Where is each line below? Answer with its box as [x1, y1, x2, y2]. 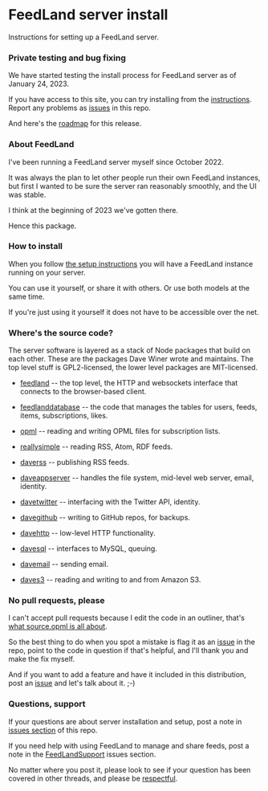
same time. [8, 292, 46, 301]
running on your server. [8, 267, 86, 277]
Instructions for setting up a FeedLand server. [8, 32, 159, 42]
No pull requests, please [8, 595, 105, 606]
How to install [8, 241, 63, 252]
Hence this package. [8, 221, 77, 230]
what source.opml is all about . [8, 622, 108, 631]
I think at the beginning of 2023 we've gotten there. [8, 205, 179, 214]
